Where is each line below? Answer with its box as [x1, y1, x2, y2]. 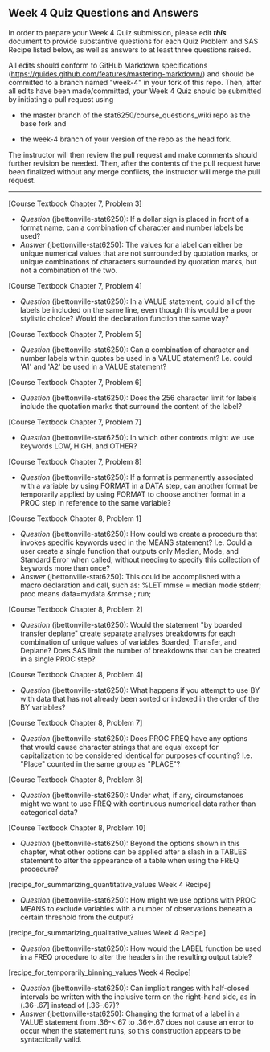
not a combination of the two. [19, 265, 118, 275]
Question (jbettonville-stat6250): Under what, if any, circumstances [19, 790, 243, 800]
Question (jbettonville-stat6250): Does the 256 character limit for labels [19, 393, 257, 403]
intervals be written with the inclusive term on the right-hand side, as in [19, 992, 256, 1001]
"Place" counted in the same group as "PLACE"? [19, 759, 181, 768]
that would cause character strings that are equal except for [19, 742, 219, 751]
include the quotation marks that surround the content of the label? [19, 401, 243, 411]
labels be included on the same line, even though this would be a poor [19, 305, 252, 314]
